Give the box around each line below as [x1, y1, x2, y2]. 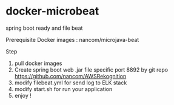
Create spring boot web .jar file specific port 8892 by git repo [14, 66, 168, 73]
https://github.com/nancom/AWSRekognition [14, 72, 127, 80]
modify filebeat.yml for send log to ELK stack [14, 79, 127, 86]
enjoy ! [14, 92, 32, 99]
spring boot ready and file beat [5, 24, 83, 32]
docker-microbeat [5, 4, 99, 18]
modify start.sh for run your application [14, 85, 113, 92]
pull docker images [14, 59, 62, 67]
